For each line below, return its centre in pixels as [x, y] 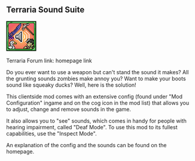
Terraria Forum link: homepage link [49, 60]
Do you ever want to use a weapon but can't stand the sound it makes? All [97, 72]
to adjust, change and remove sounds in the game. [69, 109]
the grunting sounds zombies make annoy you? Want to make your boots [96, 78]
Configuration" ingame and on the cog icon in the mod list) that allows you [98, 103]
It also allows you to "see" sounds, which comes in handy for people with [96, 121]
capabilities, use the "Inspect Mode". [51, 133]
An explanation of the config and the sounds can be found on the [86, 145]
